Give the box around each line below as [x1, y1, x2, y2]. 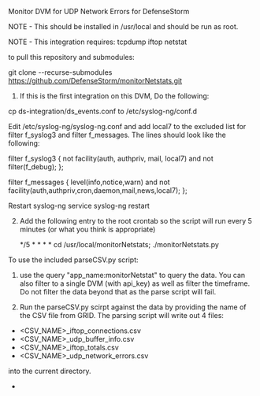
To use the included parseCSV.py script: [8, 255, 139, 265]
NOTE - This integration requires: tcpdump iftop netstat [8, 37, 188, 46]
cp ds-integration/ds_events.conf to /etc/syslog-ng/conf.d [8, 106, 197, 116]
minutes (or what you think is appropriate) [19, 224, 156, 234]
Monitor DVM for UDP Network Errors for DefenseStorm [8, 7, 190, 16]
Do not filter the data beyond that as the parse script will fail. [19, 287, 217, 296]
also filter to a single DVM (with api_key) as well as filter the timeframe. [19, 279, 251, 288]
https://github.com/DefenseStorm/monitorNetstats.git [8, 76, 183, 85]
